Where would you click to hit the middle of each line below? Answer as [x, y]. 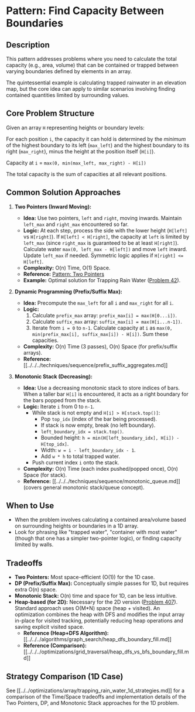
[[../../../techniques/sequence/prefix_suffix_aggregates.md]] [95, 365]
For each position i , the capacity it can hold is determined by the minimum [96, 139]
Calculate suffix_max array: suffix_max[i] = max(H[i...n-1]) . [107, 321]
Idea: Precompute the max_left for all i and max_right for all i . [98, 303]
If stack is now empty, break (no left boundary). [98, 425]
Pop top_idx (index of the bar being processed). [99, 419]
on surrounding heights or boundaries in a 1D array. [76, 526]
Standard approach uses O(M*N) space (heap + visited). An [87, 608]
